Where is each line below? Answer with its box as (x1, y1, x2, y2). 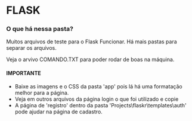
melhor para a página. (14, 89, 69, 96)
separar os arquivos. (6, 44, 57, 52)
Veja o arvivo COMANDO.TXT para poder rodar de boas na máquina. (6, 56, 175, 63)
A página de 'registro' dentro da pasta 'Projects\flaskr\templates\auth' (14, 101, 187, 109)
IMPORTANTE (6, 69, 42, 77)
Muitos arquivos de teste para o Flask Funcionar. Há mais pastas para (6, 38, 177, 45)
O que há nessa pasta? (6, 25, 73, 33)
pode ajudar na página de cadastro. (14, 108, 103, 115)
